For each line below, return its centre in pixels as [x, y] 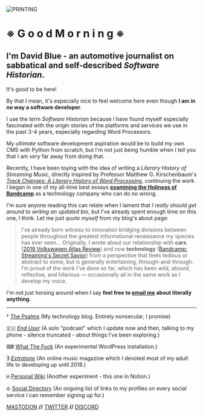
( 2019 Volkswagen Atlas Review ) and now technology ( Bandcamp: [104, 249]
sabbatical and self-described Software [83, 65]
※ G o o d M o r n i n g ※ [66, 34]
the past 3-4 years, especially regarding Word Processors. [79, 132]
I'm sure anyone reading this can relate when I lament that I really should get [101, 205]
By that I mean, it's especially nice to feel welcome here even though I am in [101, 101]
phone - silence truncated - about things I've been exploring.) [83, 335]
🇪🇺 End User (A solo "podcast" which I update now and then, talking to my [100, 328]
